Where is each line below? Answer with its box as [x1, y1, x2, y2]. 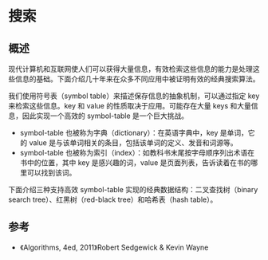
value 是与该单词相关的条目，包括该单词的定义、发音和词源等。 [29, 138, 238, 148]
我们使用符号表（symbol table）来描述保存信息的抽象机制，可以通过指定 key [8, 91, 260, 100]
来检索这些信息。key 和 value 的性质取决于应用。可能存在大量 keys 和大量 [8, 101, 251, 110]
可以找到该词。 [26, 168, 77, 177]
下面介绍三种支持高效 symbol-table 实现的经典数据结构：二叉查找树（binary [8, 185, 258, 194]
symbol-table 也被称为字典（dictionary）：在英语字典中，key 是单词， [19, 128, 249, 137]
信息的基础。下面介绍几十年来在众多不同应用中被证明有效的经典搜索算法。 [14, 74, 260, 84]
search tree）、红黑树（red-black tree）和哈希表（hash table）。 [8, 195, 218, 204]
